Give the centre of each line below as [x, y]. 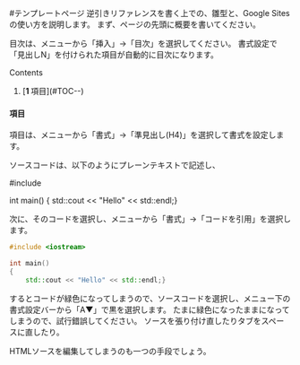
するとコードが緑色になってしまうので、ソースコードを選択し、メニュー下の [150, 298]
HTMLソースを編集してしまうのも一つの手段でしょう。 [111, 351]
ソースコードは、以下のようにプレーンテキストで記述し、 [115, 165]
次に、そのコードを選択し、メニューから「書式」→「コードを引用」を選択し [150, 219]
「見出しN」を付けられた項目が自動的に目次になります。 [114, 55]
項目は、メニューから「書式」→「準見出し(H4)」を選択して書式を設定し [143, 135]
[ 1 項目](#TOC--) [53, 91]
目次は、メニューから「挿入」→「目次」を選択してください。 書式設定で [143, 43]
